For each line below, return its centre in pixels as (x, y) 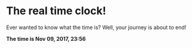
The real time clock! (56, 11)
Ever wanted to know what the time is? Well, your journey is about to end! (96, 27)
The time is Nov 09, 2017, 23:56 (46, 39)
